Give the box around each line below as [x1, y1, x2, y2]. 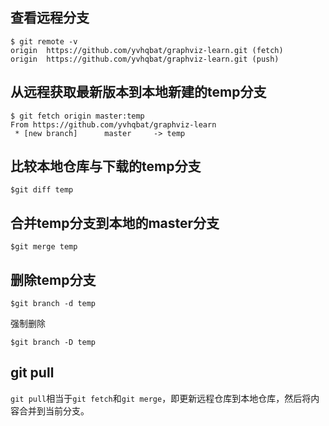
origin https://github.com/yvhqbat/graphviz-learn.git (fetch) [10, 45, 284, 55]
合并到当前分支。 [18, 404, 90, 417]
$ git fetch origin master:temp [10, 111, 145, 121]
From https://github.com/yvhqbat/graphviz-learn [10, 119, 217, 130]
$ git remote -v [10, 36, 78, 47]
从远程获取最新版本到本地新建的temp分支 [10, 84, 267, 101]
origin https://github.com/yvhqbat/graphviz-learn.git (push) [10, 54, 280, 64]
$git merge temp [10, 242, 78, 252]
